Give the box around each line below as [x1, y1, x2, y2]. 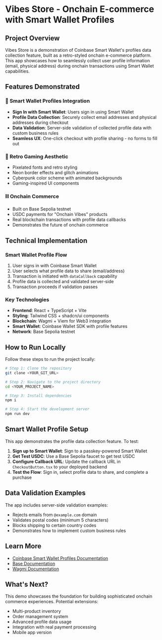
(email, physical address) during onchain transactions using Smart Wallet [5, 63, 155, 69]
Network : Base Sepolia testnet [12, 328, 75, 334]
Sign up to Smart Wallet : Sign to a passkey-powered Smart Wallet [12, 448, 148, 454]
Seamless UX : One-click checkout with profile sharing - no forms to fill [12, 135, 158, 141]
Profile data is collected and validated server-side [12, 278, 114, 284]
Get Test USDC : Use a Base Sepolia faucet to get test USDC [12, 453, 135, 459]
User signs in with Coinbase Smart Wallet [12, 262, 97, 268]
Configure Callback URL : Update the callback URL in [12, 458, 121, 464]
